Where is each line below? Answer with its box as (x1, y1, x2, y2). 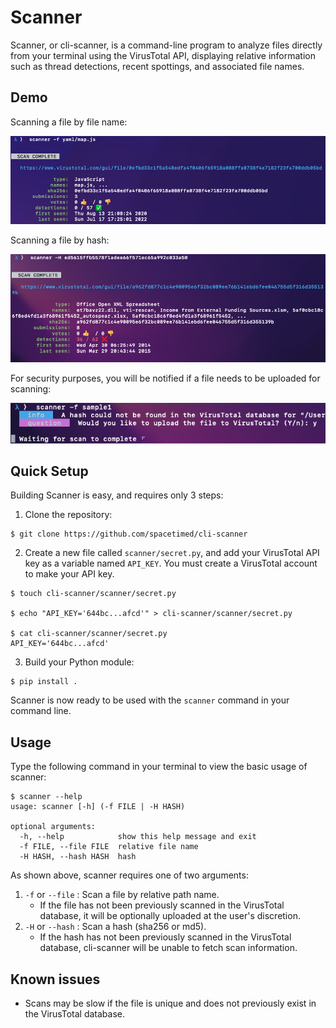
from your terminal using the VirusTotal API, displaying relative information (10, 49, 316, 61)
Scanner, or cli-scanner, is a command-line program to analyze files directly (10, 39, 323, 51)
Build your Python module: (24, 656, 135, 668)
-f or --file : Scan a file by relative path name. (24, 889, 220, 901)
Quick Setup (10, 462, 89, 480)
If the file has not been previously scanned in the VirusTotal (39, 899, 285, 911)
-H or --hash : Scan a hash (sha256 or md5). (24, 921, 207, 933)
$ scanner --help (10, 792, 83, 802)
